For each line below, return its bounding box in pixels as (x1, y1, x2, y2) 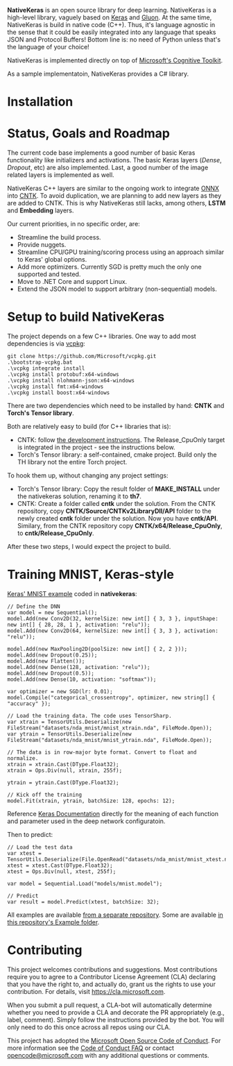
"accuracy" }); (7, 700, 51, 707)
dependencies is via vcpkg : (7, 339, 85, 348)
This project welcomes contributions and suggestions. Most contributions (7, 965, 218, 974)
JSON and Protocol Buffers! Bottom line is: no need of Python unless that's (7, 35, 221, 44)
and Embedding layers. (7, 206, 74, 214)
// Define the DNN (7, 603, 60, 610)
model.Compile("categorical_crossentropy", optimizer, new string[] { (7, 694, 216, 701)
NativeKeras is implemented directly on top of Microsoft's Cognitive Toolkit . (7, 56, 223, 65)
